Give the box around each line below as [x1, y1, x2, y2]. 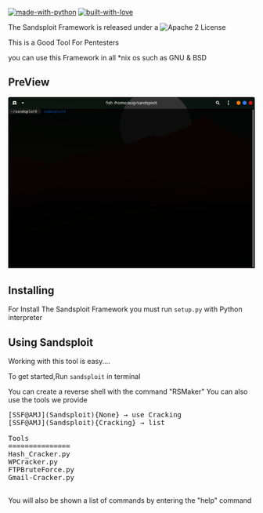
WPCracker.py [8, 457, 59, 466]
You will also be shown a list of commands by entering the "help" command [8, 495, 252, 505]
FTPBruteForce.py [8, 465, 74, 474]
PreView [8, 75, 50, 89]
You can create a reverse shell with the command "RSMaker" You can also [8, 387, 248, 396]
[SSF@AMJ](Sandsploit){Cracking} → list [8, 418, 166, 427]
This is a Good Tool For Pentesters [8, 38, 120, 47]
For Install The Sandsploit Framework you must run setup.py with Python [8, 304, 243, 314]
